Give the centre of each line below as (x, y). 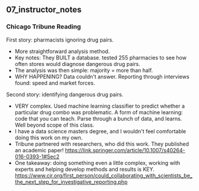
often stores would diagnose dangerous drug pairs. (78, 64)
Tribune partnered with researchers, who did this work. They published (102, 144)
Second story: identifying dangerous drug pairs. (65, 94)
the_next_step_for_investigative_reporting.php (71, 181)
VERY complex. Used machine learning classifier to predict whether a (100, 106)
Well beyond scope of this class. (54, 125)
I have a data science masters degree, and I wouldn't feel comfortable (100, 131)
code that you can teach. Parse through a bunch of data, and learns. (98, 118)
